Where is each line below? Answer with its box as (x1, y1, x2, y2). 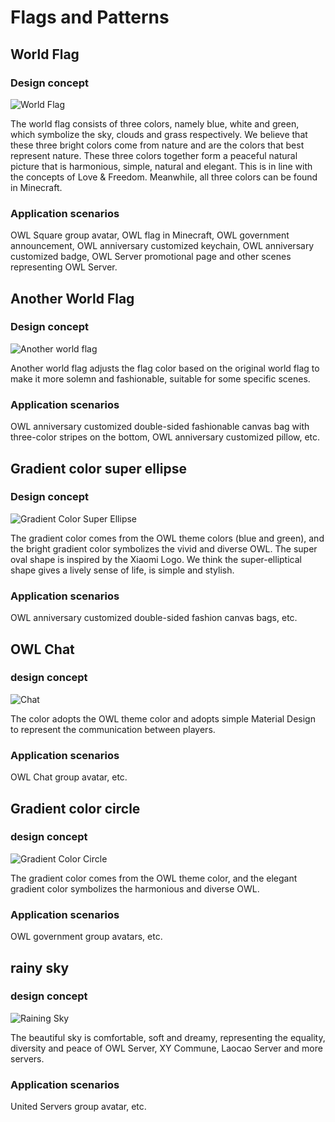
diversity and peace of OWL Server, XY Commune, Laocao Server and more (10, 1042, 323, 1054)
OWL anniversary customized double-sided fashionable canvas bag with (10, 421, 310, 433)
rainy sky (10, 959, 70, 976)
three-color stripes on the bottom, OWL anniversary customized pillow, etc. (10, 431, 321, 443)
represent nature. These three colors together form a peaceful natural (10, 149, 298, 161)
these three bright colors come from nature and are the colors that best (10, 139, 305, 151)
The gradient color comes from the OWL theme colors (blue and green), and (10, 532, 325, 544)
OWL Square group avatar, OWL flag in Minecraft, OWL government (10, 229, 290, 241)
